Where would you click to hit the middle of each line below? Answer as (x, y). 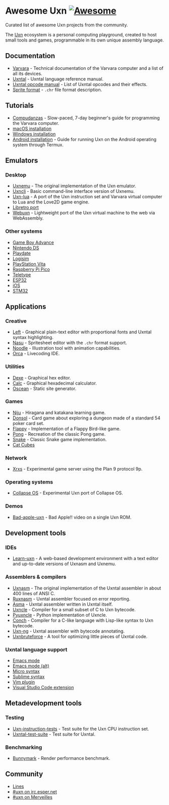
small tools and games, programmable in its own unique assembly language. (84, 40)
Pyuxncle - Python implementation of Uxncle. (60, 615)
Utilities (15, 367)
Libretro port (25, 207)
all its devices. (27, 73)
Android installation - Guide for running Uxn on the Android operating (84, 139)
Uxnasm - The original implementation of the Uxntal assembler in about (87, 588)
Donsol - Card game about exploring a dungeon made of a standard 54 (86, 418)
